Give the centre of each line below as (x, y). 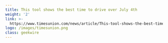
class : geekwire (22, 33)
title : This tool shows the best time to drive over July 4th (71, 10)
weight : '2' (17, 14)
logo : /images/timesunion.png (37, 28)
